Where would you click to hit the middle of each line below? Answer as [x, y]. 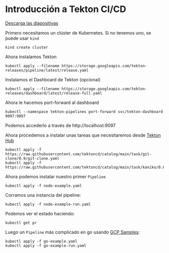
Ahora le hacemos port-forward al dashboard [52, 102]
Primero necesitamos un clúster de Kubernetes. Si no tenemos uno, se [78, 33]
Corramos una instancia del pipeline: [43, 195]
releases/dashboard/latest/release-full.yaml [54, 93]
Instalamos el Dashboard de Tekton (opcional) [53, 79]
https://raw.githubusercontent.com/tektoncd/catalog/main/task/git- [78, 154]
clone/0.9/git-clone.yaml [32, 158]
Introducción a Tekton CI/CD [66, 9]
